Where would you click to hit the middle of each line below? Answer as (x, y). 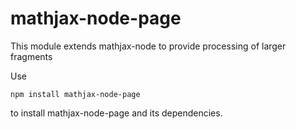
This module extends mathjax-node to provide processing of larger (148, 46)
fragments (31, 56)
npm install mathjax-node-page (75, 94)
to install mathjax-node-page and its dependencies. (116, 113)
